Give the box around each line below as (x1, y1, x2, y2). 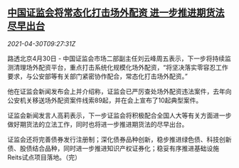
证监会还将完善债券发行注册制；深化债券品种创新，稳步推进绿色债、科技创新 (7, 135, 232, 144)
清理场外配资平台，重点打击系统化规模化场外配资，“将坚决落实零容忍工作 (13, 63, 229, 71)
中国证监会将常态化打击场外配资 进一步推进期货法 (7, 6, 225, 19)
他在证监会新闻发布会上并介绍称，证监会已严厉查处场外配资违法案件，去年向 (7, 87, 232, 95)
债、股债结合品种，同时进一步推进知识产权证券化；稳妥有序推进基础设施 (7, 144, 219, 152)
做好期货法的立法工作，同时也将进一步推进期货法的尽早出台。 (7, 120, 188, 128)
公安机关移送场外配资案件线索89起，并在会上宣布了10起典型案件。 (7, 95, 203, 105)
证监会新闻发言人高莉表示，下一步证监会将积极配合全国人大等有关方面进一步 (7, 111, 232, 120)
